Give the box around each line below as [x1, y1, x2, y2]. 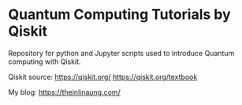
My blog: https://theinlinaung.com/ [8, 87, 121, 96]
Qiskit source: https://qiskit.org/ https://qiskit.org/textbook [8, 72, 198, 81]
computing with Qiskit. [8, 57, 81, 66]
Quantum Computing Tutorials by [8, 6, 231, 24]
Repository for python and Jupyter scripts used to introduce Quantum [8, 48, 235, 58]
